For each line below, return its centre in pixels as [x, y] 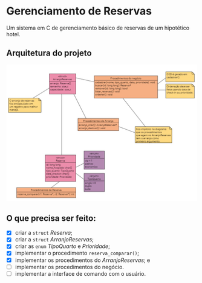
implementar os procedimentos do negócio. [69, 267]
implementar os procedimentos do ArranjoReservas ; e [83, 260]
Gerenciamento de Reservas [79, 11]
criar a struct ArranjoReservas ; [54, 240]
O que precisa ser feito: [51, 218]
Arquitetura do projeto [49, 53]
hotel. [13, 34]
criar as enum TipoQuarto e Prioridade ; [62, 246]
